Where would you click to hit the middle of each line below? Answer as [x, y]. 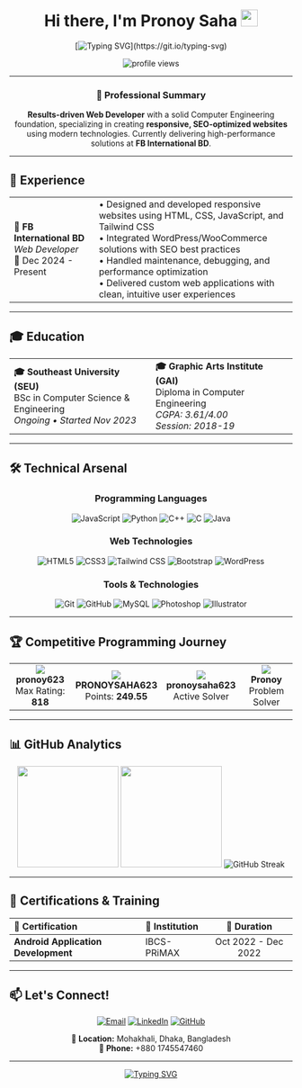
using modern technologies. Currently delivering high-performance [151, 134]
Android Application [58, 941]
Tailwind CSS [126, 227]
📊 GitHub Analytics [66, 745]
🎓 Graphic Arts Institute [209, 366]
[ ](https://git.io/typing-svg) [151, 46]
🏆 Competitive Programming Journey [118, 642]
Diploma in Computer [200, 391]
